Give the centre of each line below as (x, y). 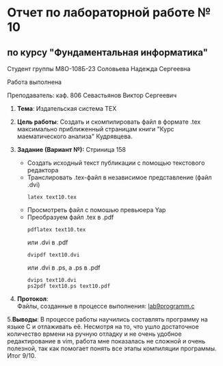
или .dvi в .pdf (48, 242)
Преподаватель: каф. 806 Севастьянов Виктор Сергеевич (92, 95)
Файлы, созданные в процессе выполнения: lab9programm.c (106, 306)
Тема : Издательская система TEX (67, 108)
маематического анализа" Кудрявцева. (75, 136)
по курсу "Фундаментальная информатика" (108, 52)
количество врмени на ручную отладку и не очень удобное (94, 334)
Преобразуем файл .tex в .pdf (70, 217)
